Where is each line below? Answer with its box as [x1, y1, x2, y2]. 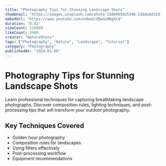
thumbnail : [5, 12, 28, 17]
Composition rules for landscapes [12, 140, 82, 146]
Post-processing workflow [12, 150, 67, 156]
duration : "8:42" [5, 21, 41, 26]
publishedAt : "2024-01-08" [5, 48, 61, 53]
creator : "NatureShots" [5, 35, 54, 40]
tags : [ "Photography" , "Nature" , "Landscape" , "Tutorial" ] [5, 40, 129, 44]
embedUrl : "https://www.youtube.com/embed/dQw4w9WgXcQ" [5, 16, 123, 21]
